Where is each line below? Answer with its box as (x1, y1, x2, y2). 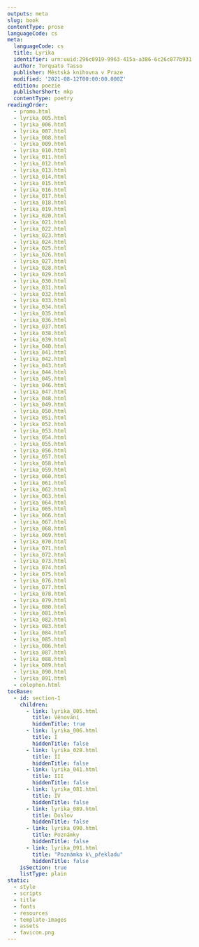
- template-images (13, 916, 68, 923)
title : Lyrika (13, 50, 54, 57)
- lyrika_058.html (13, 460, 68, 467)
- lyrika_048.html (13, 395, 68, 402)
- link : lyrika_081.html (25, 786, 98, 793)
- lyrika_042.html (13, 355, 68, 363)
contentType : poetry (13, 95, 73, 102)
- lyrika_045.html (13, 375, 68, 382)
